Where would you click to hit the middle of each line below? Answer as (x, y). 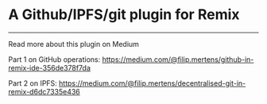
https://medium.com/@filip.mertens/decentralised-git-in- (152, 83)
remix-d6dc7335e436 (44, 91)
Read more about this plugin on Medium (74, 44)
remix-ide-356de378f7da (50, 67)
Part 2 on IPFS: (33, 83)
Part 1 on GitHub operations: (54, 59)
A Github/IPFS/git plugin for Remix (124, 15)
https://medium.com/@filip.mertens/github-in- (178, 59)
